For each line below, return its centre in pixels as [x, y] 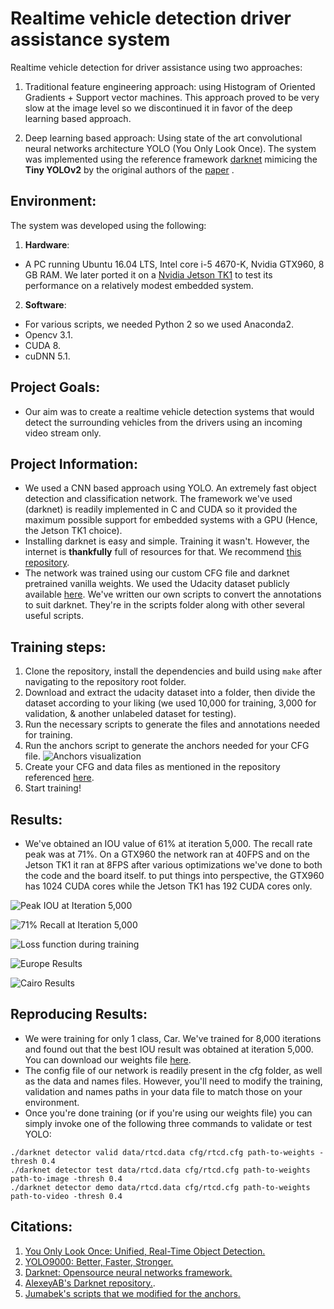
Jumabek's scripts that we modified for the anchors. [132, 1293]
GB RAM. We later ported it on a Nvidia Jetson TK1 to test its [148, 274]
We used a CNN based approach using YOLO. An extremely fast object [170, 488]
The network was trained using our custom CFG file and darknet [157, 573]
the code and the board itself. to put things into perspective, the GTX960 [174, 875]
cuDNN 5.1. [47, 356]
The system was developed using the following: [108, 225]
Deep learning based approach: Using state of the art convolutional [163, 138]
